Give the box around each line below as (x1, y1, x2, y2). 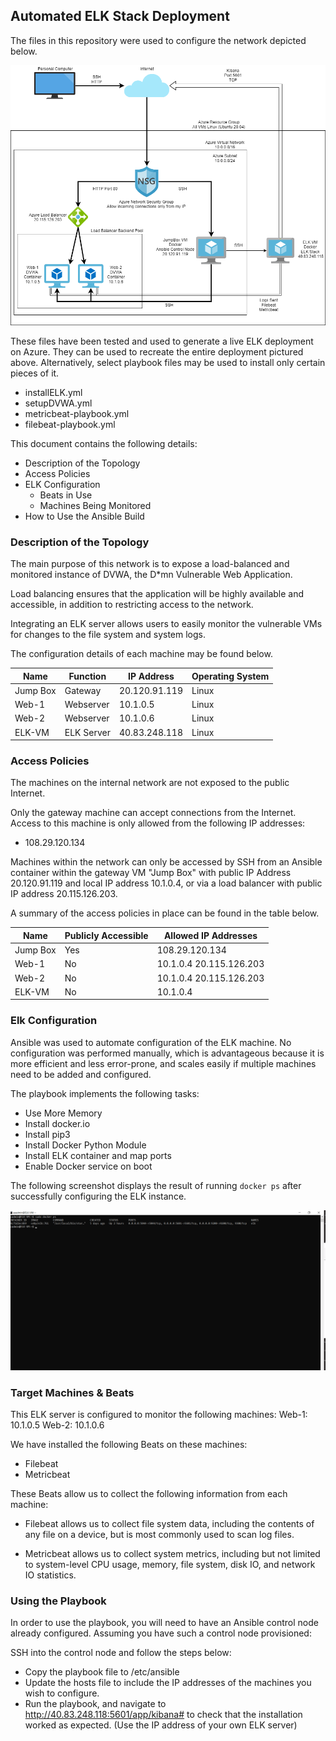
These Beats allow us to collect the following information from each (10, 1487, 288, 1499)
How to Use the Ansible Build (24, 510, 145, 522)
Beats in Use (39, 489, 93, 501)
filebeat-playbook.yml (24, 418, 116, 430)
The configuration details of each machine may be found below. (10, 648, 273, 660)
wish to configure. (24, 1687, 100, 1699)
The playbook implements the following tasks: (10, 1087, 200, 1099)
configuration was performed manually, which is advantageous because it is (10, 1047, 325, 1059)
